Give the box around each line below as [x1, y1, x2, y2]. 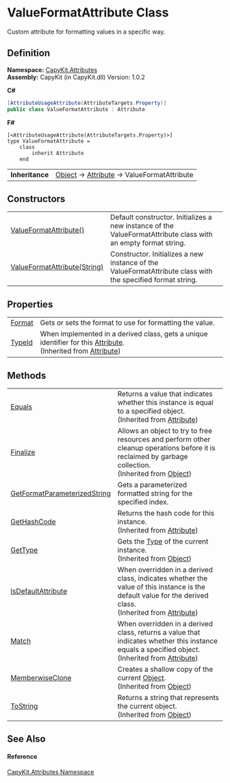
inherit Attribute [31, 150, 84, 156]
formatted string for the [117, 489, 193, 498]
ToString [10, 701, 38, 711]
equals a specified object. [117, 644, 201, 654]
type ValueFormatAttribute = [7, 137, 90, 145]
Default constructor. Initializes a [110, 213, 212, 222]
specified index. [117, 497, 169, 506]
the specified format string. [110, 275, 198, 285]
